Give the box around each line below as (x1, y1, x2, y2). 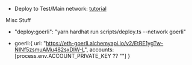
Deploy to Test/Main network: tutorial (14, 5, 107, 12)
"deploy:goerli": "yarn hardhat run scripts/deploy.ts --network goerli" (14, 28, 187, 35)
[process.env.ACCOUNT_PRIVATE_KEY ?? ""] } (14, 52, 131, 59)
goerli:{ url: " (14, 40, 46, 47)
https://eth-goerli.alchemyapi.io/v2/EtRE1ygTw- (45, 40, 164, 47)
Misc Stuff (5, 17, 31, 23)
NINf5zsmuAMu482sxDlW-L (14, 46, 85, 53)
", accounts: (84, 46, 114, 53)
